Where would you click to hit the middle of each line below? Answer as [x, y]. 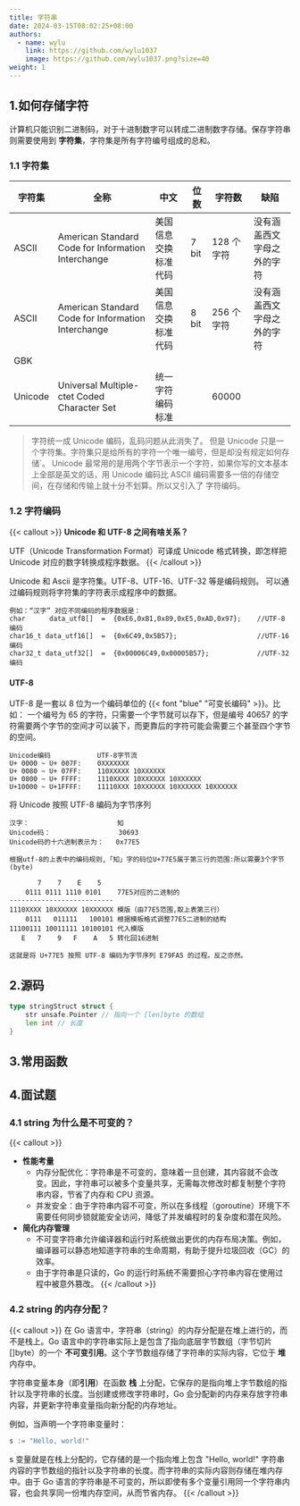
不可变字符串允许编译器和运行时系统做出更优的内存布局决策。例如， [161, 1239]
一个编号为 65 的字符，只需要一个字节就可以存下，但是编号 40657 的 [154, 715]
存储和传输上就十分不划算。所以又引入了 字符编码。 [150, 485]
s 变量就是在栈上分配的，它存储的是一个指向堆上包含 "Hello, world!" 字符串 [147, 1460]
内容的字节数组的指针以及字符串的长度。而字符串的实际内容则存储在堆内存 [146, 1470]
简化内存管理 [46, 1228]
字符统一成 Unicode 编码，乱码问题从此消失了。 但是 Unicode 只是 [154, 441]
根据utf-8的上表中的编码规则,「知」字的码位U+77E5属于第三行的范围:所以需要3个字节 [147, 860]
